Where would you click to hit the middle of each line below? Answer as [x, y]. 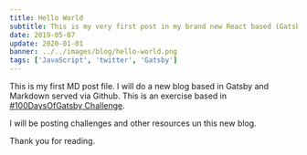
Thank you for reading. [53, 141]
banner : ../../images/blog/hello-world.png [94, 52]
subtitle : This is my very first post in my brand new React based [141, 26]
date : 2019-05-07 [42, 35]
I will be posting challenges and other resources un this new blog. [133, 123]
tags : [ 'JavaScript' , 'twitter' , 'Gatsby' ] [94, 60]
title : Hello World [47, 18]
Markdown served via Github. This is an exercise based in [118, 96]
